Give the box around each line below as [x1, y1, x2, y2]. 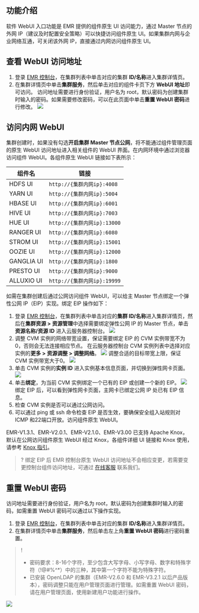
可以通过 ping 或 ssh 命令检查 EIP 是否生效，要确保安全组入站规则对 [14, 409, 181, 416]
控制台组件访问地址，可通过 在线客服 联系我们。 [25, 464, 143, 471]
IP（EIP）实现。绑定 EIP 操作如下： [23, 300, 109, 307]
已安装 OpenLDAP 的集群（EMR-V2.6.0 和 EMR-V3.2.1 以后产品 [29, 574, 183, 581]
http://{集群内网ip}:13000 [49, 219, 121, 227]
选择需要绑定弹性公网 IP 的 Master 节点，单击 [78, 320, 189, 327]
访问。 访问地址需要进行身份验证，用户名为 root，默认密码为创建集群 [20, 88, 189, 95]
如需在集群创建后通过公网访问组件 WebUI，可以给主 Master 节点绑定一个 [6, 293, 184, 300]
